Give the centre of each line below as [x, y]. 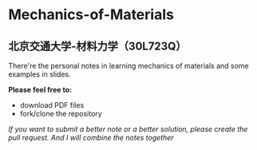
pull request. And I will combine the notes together [91, 138]
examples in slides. [40, 74]
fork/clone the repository [61, 114]
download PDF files [52, 105]
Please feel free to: [40, 90]
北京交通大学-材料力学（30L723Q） [97, 46]
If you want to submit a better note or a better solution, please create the [128, 129]
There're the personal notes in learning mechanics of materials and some [128, 66]
